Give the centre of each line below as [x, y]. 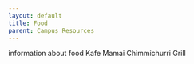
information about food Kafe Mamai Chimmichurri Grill [97, 54]
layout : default [35, 16]
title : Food [28, 23]
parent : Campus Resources [51, 30]
